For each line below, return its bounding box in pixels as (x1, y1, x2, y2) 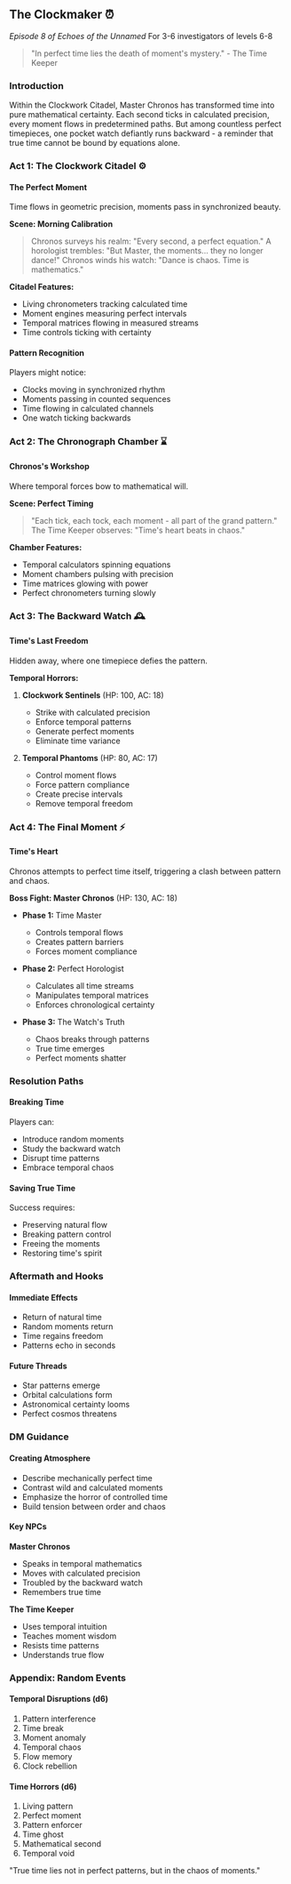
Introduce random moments (21, 1134, 124, 1144)
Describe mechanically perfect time (21, 1472, 153, 1483)
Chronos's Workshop (9, 461, 90, 471)
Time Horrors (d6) (9, 1781, 77, 1792)
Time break (21, 1722, 65, 1733)
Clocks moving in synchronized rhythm (21, 384, 166, 395)
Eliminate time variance (35, 735, 122, 746)
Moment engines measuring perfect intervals (21, 309, 187, 319)
